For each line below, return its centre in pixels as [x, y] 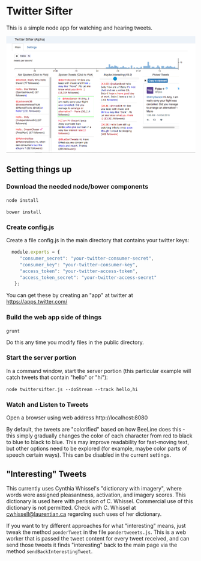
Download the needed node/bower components [77, 187]
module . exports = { [36, 252]
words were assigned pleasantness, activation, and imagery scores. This [96, 495]
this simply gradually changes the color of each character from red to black [100, 436]
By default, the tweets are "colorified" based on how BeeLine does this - [96, 430]
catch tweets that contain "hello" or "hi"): [57, 377]
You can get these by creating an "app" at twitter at [70, 295]
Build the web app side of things [54, 318]
